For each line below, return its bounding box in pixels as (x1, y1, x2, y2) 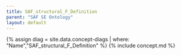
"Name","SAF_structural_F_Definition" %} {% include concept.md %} (6, 42, 176, 49)
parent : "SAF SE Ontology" (6, 14, 73, 20)
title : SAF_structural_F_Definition (6, 8, 97, 15)
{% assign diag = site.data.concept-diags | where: (6, 36, 130, 43)
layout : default (6, 20, 47, 25)
